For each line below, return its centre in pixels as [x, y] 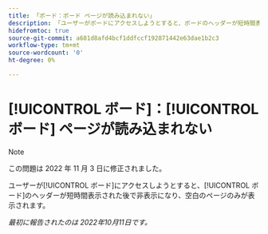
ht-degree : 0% [32, 61]
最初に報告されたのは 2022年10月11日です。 [80, 222]
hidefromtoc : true [39, 30]
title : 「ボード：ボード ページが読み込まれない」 [82, 16]
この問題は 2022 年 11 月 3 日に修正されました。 [87, 168]
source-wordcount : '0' [46, 53]
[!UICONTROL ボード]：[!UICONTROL [134, 109]
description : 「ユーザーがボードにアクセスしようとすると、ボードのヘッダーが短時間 [132, 23]
